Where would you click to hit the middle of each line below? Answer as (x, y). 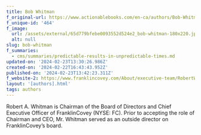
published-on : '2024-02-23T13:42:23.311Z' (60, 73)
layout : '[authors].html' (38, 84)
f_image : (17, 28)
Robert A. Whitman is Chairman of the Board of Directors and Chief (89, 106)
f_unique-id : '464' (31, 23)
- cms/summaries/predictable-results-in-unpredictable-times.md (93, 56)
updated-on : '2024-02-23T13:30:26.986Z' (57, 62)
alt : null (24, 39)
